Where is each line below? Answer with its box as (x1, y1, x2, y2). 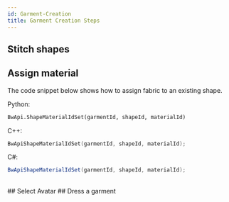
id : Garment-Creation (7, 10, 72, 18)
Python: (7, 100, 31, 108)
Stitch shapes (7, 43, 70, 55)
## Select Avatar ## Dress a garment (7, 187, 116, 196)
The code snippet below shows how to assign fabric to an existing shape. (7, 86, 223, 94)
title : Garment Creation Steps (7, 17, 100, 24)
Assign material (7, 67, 79, 79)
